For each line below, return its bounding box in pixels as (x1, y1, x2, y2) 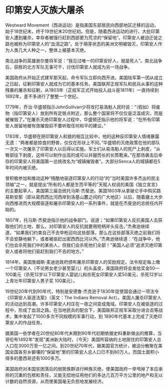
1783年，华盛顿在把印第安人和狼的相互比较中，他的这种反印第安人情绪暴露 (5, 133, 159, 139)
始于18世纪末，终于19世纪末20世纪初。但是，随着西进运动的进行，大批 (5, 28, 151, 34)
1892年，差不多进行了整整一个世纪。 (5, 93, 81, 99)
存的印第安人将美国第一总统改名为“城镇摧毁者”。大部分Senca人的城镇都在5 (5, 158, 161, 164)
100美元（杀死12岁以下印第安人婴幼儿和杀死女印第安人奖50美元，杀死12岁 (5, 271, 158, 277)
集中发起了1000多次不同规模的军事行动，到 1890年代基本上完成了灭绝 (13, 313, 158, 319)
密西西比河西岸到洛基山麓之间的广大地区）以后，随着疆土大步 (35, 193, 163, 200)
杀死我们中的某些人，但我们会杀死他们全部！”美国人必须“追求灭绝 (18, 242, 154, 248)
